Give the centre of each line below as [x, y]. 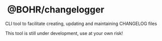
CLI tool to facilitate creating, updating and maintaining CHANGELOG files [81, 23]
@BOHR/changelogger [56, 10]
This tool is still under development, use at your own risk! [64, 33]
